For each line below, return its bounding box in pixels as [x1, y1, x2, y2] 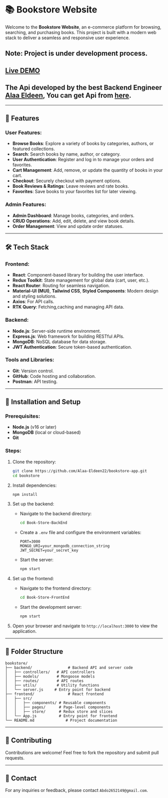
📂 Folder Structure [5, 647, 63, 656]
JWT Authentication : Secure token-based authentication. [12, 344, 132, 350]
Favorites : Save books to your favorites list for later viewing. [12, 189, 137, 195]
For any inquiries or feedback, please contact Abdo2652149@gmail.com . [5, 787, 148, 793]
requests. [5, 755, 25, 761]
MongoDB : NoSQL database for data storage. [12, 338, 106, 344]
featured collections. [12, 146, 55, 152]
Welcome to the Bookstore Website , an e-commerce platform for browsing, [5, 24, 161, 30]
